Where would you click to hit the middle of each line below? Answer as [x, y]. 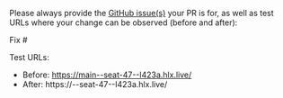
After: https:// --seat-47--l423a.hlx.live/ [95, 84]
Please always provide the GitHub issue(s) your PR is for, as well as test [141, 13]
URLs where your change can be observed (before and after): [124, 22]
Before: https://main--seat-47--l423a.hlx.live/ [107, 75]
